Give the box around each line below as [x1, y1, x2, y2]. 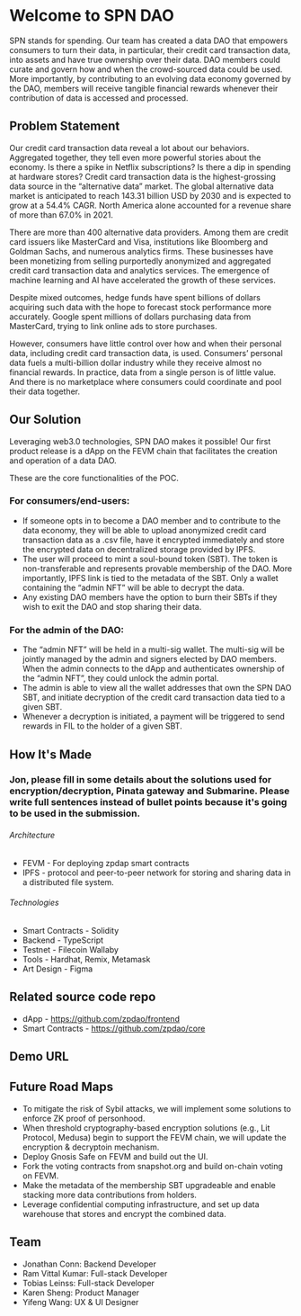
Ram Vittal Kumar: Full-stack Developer [22, 1267, 168, 1278]
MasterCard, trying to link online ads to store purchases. [9, 320, 217, 331]
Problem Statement [9, 119, 120, 134]
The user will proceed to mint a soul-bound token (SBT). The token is [22, 553, 279, 564]
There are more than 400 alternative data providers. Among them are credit [9, 227, 289, 237]
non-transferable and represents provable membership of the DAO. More [22, 563, 293, 574]
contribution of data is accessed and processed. [9, 92, 189, 103]
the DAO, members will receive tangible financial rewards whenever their [9, 83, 279, 94]
